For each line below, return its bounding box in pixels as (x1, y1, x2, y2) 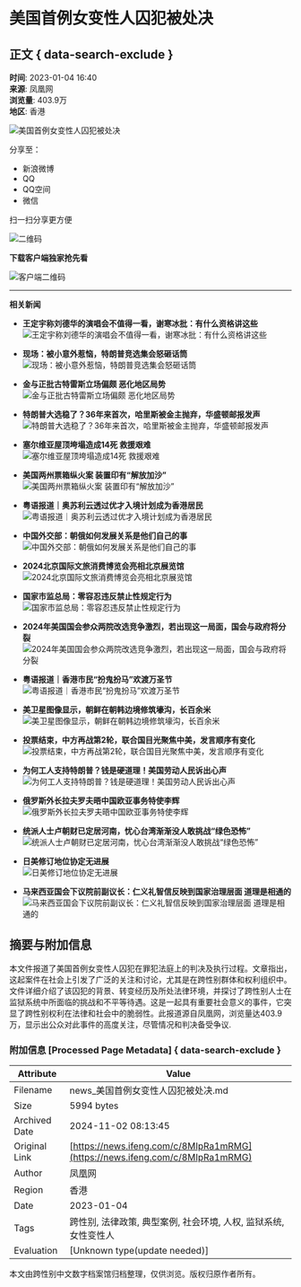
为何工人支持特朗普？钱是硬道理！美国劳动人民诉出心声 (21, 765, 227, 775)
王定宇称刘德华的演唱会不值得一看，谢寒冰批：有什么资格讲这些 (21, 318, 258, 329)
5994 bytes (69, 1099, 119, 1112)
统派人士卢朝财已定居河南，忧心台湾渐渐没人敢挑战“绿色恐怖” (21, 825, 251, 836)
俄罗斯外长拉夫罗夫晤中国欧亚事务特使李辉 (21, 796, 180, 806)
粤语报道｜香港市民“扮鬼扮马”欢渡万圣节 (21, 674, 173, 684)
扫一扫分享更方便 (9, 215, 73, 225)
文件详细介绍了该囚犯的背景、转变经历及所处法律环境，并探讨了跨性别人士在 (9, 985, 292, 996)
